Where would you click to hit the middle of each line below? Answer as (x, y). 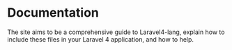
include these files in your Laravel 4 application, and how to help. (100, 39)
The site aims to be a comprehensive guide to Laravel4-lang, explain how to (116, 32)
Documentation (53, 13)
